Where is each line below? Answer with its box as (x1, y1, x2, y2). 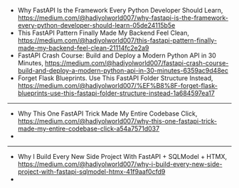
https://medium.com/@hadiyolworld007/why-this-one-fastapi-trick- (17, 117, 218, 125)
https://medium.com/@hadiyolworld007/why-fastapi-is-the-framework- (17, 13, 229, 22)
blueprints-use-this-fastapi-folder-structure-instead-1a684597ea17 (17, 89, 215, 97)
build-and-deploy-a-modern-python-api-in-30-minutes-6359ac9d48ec (17, 67, 229, 74)
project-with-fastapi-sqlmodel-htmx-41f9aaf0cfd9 (17, 167, 166, 176)
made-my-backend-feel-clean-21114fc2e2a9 (17, 44, 149, 52)
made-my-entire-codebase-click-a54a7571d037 (17, 124, 160, 133)
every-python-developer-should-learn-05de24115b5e (17, 21, 176, 29)
